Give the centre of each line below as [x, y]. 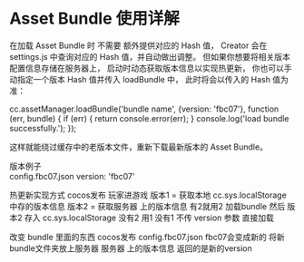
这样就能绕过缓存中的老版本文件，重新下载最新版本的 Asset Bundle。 [138, 147]
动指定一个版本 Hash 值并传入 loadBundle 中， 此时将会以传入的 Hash [140, 79]
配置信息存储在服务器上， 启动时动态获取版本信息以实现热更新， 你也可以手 [151, 68]
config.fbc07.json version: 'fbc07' [72, 176]
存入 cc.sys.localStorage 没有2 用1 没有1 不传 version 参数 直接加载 [149, 218]
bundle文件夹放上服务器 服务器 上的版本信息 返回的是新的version [131, 248]
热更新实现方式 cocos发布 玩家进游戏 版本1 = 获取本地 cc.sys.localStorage [148, 195]
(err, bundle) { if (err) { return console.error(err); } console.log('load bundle [149, 118]
